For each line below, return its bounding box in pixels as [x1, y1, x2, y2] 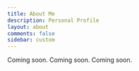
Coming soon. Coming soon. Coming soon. [7, 56, 133, 64]
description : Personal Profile [7, 17, 99, 24]
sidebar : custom [7, 37, 55, 44]
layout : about [7, 23, 49, 30]
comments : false [7, 30, 55, 37]
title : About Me [7, 10, 55, 18]
